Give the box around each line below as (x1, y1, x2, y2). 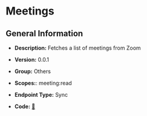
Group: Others (14, 68, 51, 75)
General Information (5, 28, 83, 39)
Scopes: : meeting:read (14, 80, 72, 86)
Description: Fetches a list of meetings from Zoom (14, 44, 142, 51)
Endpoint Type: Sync (14, 91, 68, 98)
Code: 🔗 (14, 103, 36, 110)
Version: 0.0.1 (14, 56, 50, 63)
